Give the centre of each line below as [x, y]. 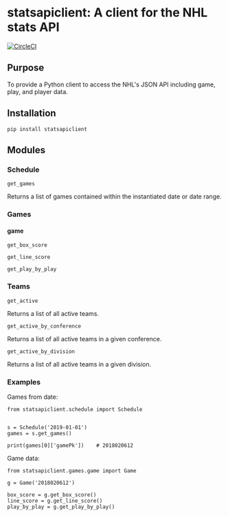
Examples [24, 382]
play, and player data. [38, 91]
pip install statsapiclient [47, 129]
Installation [32, 114]
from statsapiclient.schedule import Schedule [75, 409]
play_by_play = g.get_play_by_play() [61, 507]
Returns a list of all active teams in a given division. [79, 364]
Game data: [23, 458]
